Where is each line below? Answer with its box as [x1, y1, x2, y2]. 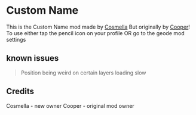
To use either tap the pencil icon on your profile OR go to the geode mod [6, 29, 185, 36]
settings [6, 36, 26, 43]
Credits [6, 86, 35, 97]
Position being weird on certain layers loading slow [20, 69, 146, 76]
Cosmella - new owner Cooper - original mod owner [6, 102, 134, 109]
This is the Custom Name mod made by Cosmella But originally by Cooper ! [6, 23, 190, 30]
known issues [6, 53, 59, 63]
